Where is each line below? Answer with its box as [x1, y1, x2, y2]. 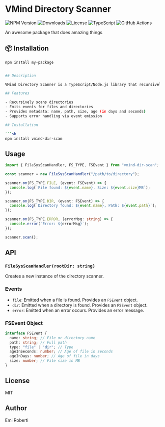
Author [5, 404, 27, 413]
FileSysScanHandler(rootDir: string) [5, 263, 96, 269]
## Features [5, 91, 29, 96]
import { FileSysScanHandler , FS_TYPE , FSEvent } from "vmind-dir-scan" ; [5, 163, 160, 168]
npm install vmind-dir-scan [5, 136, 63, 141]
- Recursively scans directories [5, 100, 74, 105]
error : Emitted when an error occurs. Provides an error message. [12, 307, 144, 313]
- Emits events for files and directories [5, 105, 93, 110]
